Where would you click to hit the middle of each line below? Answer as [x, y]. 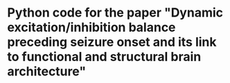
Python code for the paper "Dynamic [115, 13]
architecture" [47, 72]
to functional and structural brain [104, 57]
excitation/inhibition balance [91, 27]
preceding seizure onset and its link [112, 42]
